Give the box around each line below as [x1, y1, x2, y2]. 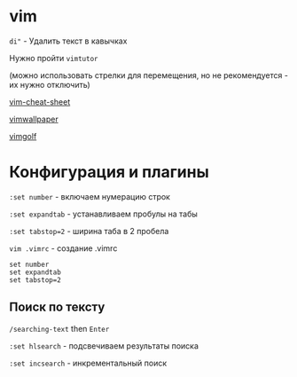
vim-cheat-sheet [9, 96, 71, 107]
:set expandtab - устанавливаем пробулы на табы [9, 208, 198, 219]
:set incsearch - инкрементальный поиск [9, 357, 168, 368]
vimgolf [9, 130, 37, 141]
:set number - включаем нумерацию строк [9, 191, 171, 201]
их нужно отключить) [9, 79, 90, 90]
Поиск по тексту [9, 300, 106, 315]
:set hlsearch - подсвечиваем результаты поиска [9, 340, 199, 351]
